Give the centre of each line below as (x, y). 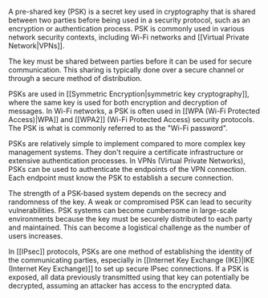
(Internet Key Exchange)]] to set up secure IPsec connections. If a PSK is (129, 269)
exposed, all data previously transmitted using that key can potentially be (129, 277)
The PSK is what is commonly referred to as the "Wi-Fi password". (118, 128)
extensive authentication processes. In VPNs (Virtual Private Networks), (127, 161)
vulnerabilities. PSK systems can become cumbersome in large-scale (123, 210)
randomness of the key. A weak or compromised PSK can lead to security (130, 202)
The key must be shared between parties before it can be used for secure (130, 61)
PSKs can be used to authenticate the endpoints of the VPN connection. (128, 169)
